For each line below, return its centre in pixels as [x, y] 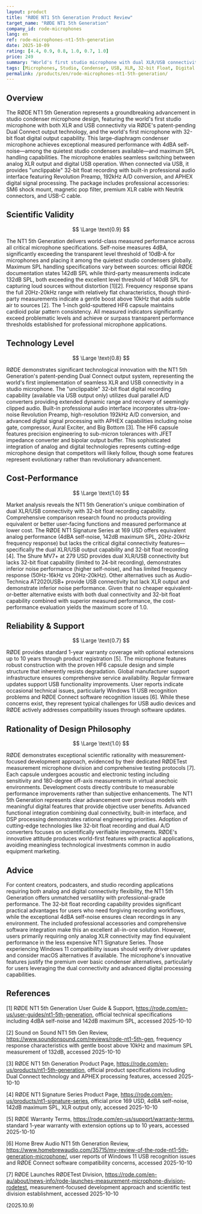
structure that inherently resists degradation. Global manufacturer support [98, 672]
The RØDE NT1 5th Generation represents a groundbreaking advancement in [101, 113]
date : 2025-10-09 [28, 46]
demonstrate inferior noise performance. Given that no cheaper [85, 588]
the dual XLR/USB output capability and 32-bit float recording [112, 549]
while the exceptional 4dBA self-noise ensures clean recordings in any [93, 917]
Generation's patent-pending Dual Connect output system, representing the [100, 376]
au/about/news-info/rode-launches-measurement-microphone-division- [96, 1181]
